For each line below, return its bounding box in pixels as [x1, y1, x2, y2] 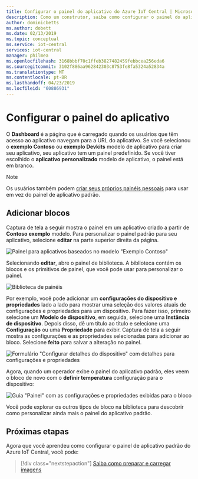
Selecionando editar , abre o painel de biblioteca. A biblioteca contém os [6, 259, 181, 266]
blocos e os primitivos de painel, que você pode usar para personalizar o [6, 265, 183, 272]
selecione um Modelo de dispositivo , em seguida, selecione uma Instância [6, 314, 190, 321]
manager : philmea [6, 53, 49, 58]
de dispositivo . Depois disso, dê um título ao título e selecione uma [6, 320, 170, 327]
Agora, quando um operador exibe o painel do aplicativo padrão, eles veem [6, 367, 190, 375]
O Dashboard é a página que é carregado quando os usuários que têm [6, 131, 179, 138]
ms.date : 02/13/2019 [6, 31, 57, 37]
